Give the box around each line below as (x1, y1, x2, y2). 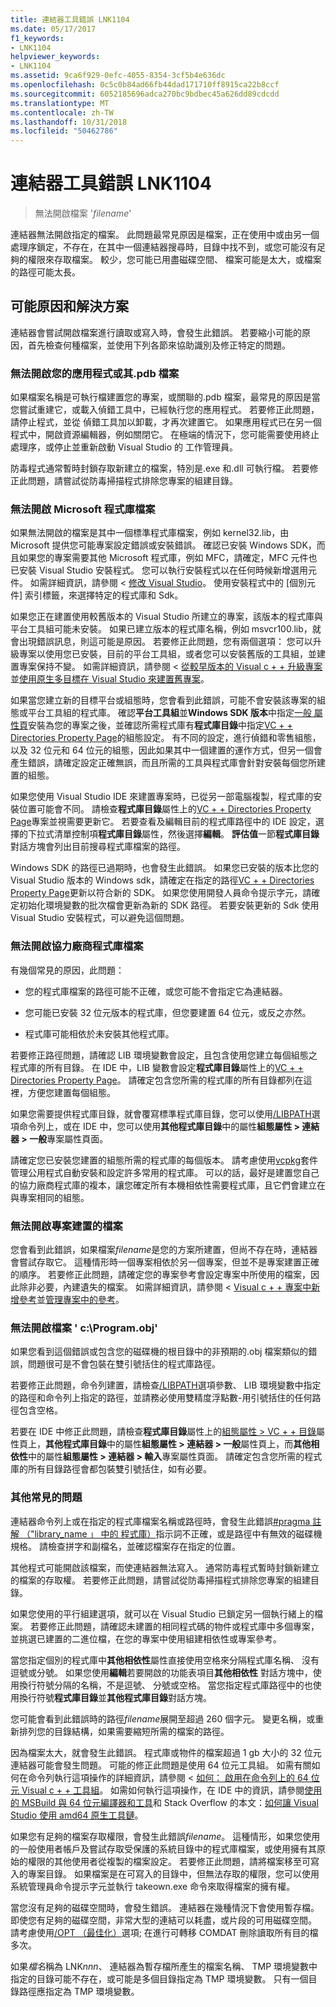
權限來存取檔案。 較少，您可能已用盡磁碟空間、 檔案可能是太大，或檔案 (27, 254, 322, 266)
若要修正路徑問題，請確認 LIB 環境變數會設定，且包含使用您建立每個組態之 (10, 1049, 318, 1061)
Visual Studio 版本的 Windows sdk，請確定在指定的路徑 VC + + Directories (10, 874, 315, 886)
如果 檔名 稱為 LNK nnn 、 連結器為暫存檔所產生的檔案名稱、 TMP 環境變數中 (10, 1960, 318, 1972)
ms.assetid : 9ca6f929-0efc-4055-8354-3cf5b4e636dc (10, 71, 226, 81)
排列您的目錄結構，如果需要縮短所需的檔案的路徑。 (18, 1725, 230, 1737)
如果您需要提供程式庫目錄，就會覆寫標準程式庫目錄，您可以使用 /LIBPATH (10, 1107, 312, 1120)
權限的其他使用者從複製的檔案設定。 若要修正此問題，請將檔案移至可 (27, 1855, 311, 1867)
